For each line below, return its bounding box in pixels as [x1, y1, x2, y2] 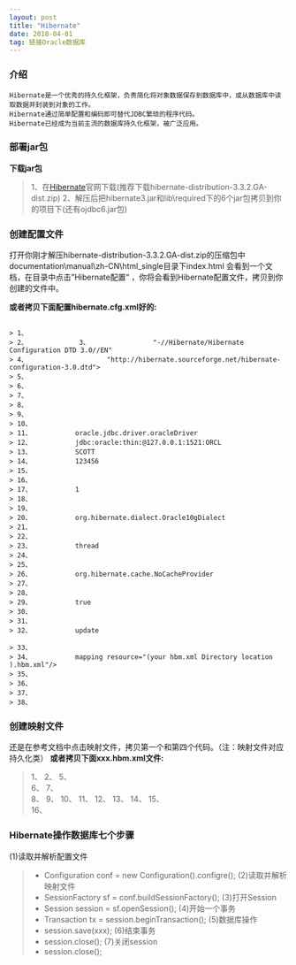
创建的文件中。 [9, 283, 64, 294]
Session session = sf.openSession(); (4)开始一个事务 [43, 903, 236, 914]
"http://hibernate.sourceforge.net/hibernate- [106, 356, 281, 364]
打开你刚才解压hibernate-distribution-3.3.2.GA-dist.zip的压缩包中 [9, 249, 246, 261]
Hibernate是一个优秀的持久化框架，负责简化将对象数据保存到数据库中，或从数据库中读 [9, 90, 282, 100]
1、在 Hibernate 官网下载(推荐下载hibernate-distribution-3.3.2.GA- [30, 181, 268, 192]
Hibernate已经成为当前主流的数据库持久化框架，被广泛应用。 [9, 119, 203, 128]
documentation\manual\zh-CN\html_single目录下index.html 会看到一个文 [9, 261, 273, 272]
